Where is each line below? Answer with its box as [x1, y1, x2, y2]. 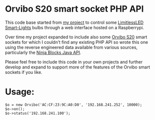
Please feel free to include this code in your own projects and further [5, 59, 143, 65]
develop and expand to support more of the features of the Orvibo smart [5, 64, 150, 70]
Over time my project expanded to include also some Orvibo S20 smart [5, 34, 147, 40]
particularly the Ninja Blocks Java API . [5, 50, 82, 55]
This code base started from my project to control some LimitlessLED [5, 19, 144, 25]
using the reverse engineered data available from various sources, [5, 44, 138, 50]
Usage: [5, 86, 35, 98]
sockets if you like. [5, 69, 43, 75]
